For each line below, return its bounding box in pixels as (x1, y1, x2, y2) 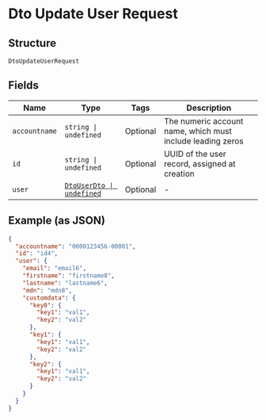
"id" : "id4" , (15, 250, 59, 258)
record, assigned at (163, 158, 236, 169)
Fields (8, 78, 40, 92)
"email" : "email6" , (22, 265, 87, 273)
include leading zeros (163, 136, 244, 147)
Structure (8, 36, 57, 50)
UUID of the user (163, 148, 227, 159)
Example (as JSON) (8, 214, 105, 227)
